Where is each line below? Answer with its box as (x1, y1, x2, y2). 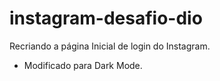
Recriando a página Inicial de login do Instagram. (9, 40, 211, 52)
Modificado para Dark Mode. (23, 59, 143, 71)
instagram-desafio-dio (9, 7, 203, 30)
